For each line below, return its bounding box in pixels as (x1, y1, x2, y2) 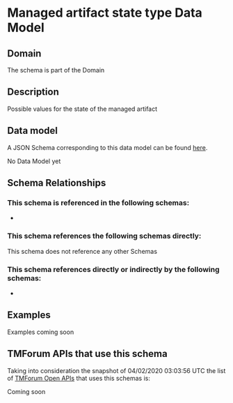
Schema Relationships (7, 177, 106, 189)
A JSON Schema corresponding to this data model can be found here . (7, 143, 208, 151)
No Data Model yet (7, 157, 61, 165)
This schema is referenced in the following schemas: (7, 197, 190, 207)
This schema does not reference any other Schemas (7, 247, 158, 255)
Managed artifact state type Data (7, 5, 203, 21)
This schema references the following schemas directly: (7, 231, 202, 241)
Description (7, 86, 59, 98)
